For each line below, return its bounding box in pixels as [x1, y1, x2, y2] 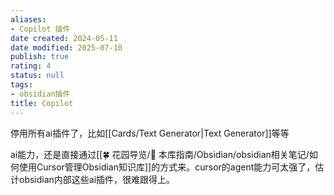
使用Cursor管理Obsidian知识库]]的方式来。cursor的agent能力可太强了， [18, 161, 316, 173]
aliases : [10, 14, 47, 25]
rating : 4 [10, 61, 52, 71]
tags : [10, 80, 33, 90]
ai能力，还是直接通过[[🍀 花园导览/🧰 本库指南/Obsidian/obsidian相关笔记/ [10, 148, 310, 160]
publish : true [10, 52, 70, 62]
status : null [10, 71, 65, 81]
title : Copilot [10, 98, 74, 108]
